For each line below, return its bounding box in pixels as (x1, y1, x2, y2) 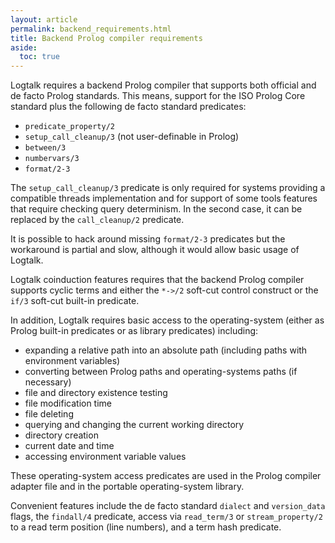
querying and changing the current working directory (24, 419, 245, 431)
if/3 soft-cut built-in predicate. (10, 295, 140, 307)
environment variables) (24, 355, 121, 367)
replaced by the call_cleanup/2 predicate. (10, 214, 185, 226)
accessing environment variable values (24, 451, 187, 463)
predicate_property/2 (24, 122, 115, 132)
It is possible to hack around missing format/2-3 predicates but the (10, 233, 286, 245)
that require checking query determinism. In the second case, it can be (10, 203, 303, 215)
